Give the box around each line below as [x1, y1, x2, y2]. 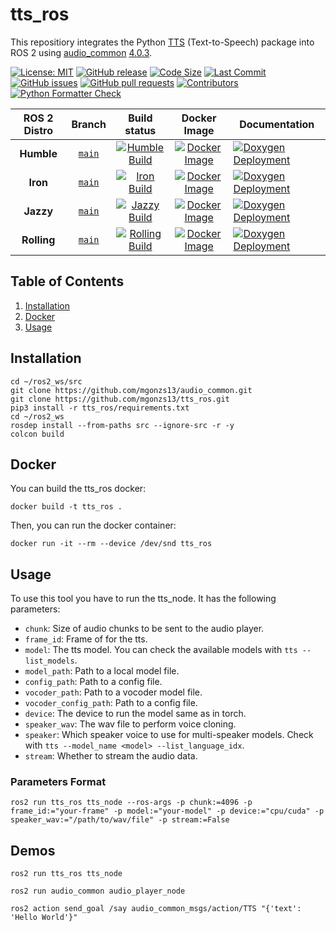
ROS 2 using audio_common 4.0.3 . [10, 46, 153, 58]
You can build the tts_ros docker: [10, 483, 147, 495]
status [124, 123, 157, 137]
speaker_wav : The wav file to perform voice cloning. [24, 718, 237, 730]
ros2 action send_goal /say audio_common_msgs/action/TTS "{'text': [10, 904, 302, 914]
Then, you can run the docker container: [10, 519, 177, 532]
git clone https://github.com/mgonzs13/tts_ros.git [10, 394, 230, 404]
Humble [19, 146, 58, 160]
